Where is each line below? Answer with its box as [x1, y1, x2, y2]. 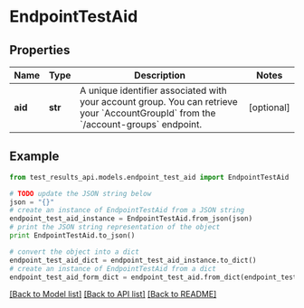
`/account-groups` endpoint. [80, 118, 203, 130]
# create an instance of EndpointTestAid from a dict [9, 264, 217, 273]
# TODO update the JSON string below [9, 189, 152, 198]
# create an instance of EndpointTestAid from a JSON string [9, 206, 245, 215]
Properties [9, 42, 71, 58]
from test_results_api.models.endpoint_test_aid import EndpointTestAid [9, 173, 290, 182]
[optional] [248, 101, 290, 114]
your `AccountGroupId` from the [80, 107, 216, 119]
